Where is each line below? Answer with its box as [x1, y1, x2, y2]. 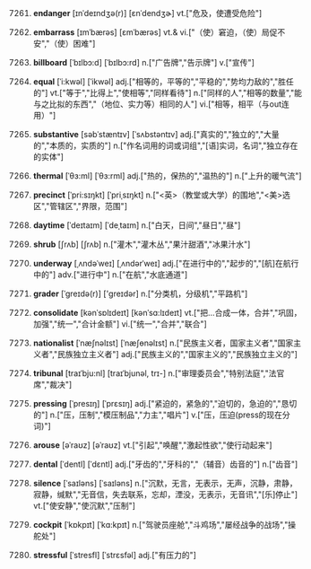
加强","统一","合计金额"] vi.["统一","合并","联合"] [32, 319, 208, 329]
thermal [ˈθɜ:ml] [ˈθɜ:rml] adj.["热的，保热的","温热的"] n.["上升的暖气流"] [32, 171, 302, 181]
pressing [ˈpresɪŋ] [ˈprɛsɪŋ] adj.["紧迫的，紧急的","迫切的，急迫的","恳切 [32, 398, 298, 408]
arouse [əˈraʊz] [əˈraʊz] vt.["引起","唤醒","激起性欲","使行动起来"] [32, 440, 272, 451]
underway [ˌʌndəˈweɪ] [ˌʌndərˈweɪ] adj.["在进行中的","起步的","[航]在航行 [32, 258, 299, 268]
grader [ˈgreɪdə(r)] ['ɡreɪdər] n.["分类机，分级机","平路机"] [32, 288, 248, 299]
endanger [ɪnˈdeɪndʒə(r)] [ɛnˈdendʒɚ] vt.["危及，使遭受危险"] [32, 8, 263, 18]
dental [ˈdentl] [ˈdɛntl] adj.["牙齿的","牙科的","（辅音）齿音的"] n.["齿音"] [32, 459, 298, 469]
